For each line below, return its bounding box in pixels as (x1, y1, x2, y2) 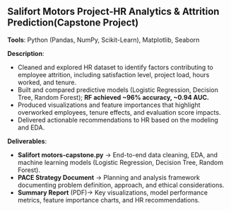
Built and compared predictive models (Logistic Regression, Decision (17, 85, 219, 94)
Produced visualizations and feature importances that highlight (17, 101, 201, 109)
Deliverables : (7, 137, 47, 145)
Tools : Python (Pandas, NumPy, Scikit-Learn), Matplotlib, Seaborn (7, 35, 200, 44)
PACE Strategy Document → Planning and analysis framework (17, 173, 200, 181)
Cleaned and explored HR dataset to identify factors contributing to (17, 63, 213, 72)
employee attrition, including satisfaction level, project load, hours (17, 70, 210, 79)
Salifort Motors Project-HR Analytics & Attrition (7, 6, 220, 18)
